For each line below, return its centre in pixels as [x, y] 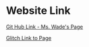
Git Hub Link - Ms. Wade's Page [44, 27]
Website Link [38, 11]
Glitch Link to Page [29, 38]
